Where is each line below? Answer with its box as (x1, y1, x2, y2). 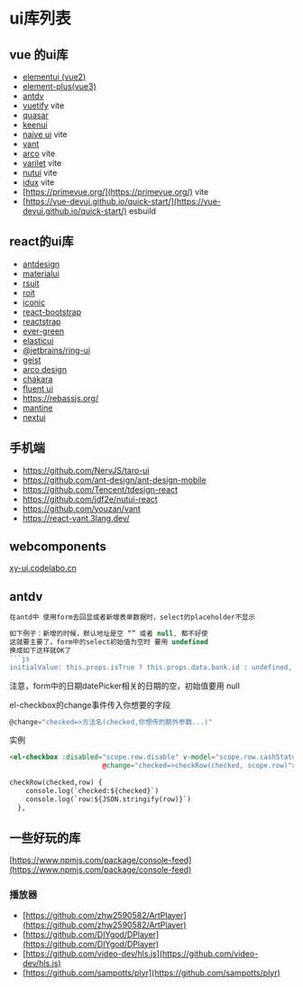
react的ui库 (9, 234, 74, 249)
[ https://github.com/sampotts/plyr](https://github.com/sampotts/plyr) (22, 967, 281, 978)
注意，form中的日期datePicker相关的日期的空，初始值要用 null (9, 680, 241, 691)
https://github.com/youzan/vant (22, 503, 142, 514)
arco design (22, 364, 68, 374)
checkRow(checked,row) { (9, 778, 103, 787)
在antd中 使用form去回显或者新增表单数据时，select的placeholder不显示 (9, 613, 255, 623)
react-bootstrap (22, 306, 82, 317)
